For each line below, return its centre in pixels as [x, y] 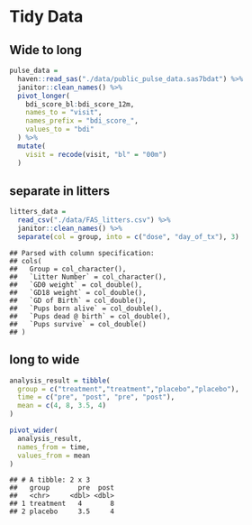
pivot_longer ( [44, 96]
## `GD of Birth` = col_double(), [78, 300]
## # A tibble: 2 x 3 [50, 480]
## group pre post [62, 488]
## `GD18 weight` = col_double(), [78, 292]
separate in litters [60, 191]
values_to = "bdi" [60, 129]
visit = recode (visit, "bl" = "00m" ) [96, 154]
